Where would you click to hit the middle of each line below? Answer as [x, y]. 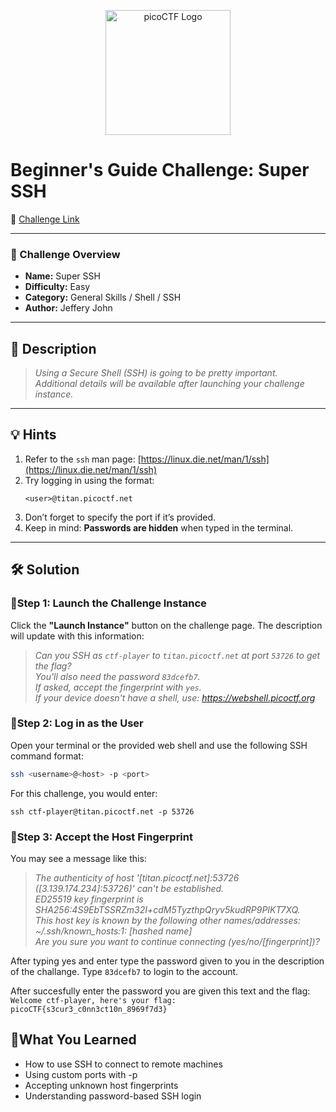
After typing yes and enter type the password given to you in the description [167, 961]
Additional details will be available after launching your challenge [169, 384]
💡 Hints [33, 435]
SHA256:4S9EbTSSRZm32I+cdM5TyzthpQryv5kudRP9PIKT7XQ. [167, 910]
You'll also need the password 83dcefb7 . [117, 676]
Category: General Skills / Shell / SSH [103, 297]
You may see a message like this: [78, 859]
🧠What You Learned [73, 1040]
